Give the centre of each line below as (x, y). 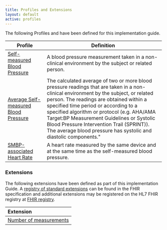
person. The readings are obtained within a (97, 99)
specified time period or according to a (92, 106)
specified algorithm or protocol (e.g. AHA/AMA (101, 112)
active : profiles (23, 19)
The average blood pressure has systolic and (99, 131)
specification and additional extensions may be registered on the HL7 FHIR (82, 194)
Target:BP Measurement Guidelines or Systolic (101, 118)
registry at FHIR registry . (30, 199)
